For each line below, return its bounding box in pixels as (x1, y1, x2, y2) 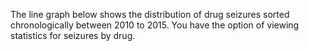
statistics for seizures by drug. (10, 30, 136, 41)
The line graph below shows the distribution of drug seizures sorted (10, 9, 290, 20)
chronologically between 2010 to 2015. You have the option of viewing (10, 19, 300, 31)
